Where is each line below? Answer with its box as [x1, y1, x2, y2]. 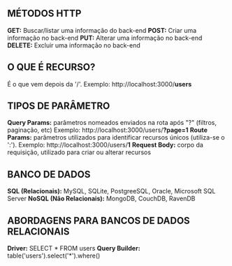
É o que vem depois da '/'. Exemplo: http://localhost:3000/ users [7, 80, 192, 88]
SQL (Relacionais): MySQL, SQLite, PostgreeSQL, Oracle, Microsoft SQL [7, 187, 216, 195]
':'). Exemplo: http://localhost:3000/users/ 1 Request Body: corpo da [7, 141, 204, 149]
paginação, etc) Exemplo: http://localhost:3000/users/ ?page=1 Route [7, 126, 208, 134]
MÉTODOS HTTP [7, 8, 82, 20]
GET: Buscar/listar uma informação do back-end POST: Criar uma [7, 26, 197, 34]
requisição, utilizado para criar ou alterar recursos [7, 148, 152, 156]
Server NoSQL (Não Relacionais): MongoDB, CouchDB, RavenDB [7, 194, 196, 203]
